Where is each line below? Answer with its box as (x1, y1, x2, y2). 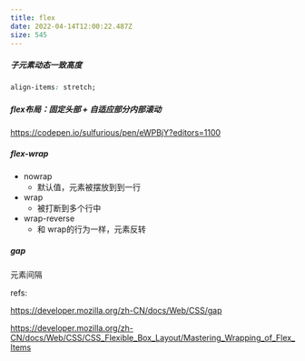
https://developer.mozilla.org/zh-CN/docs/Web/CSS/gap (10, 306, 222, 316)
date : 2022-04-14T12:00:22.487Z (10, 22, 133, 31)
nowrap (23, 171, 53, 182)
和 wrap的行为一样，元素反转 (36, 224, 146, 235)
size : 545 (10, 30, 48, 39)
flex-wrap (10, 147, 49, 159)
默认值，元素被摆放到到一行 (36, 182, 142, 193)
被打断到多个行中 (36, 203, 102, 214)
